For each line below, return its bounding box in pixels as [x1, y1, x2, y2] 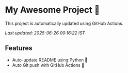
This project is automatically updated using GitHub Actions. [5, 20, 124, 26]
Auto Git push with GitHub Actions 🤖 [12, 62, 85, 68]
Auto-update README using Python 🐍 [12, 57, 88, 63]
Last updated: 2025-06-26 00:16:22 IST [5, 30, 85, 36]
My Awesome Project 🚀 [5, 4, 100, 16]
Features [5, 44, 32, 53]
